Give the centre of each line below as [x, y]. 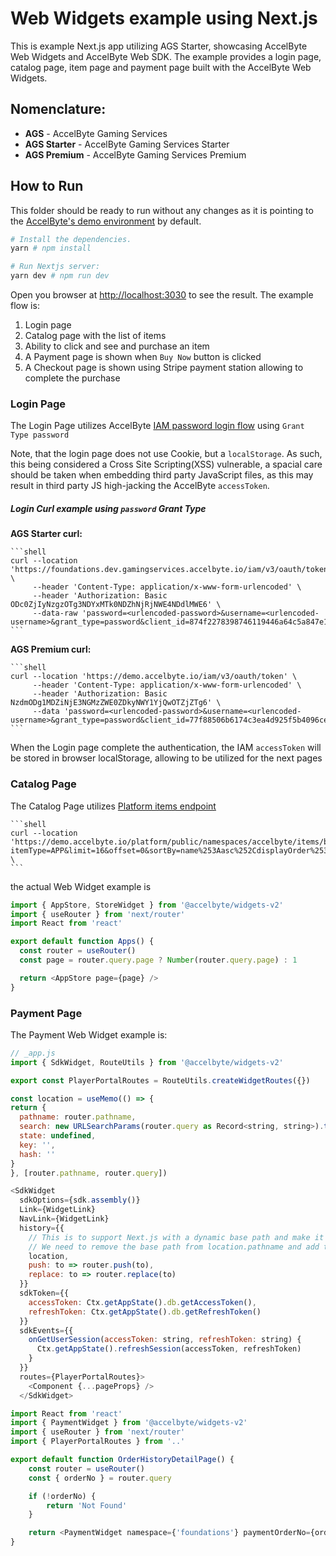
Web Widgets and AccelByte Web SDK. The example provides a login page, [166, 56]
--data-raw [55, 613]
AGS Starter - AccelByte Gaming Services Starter [127, 144]
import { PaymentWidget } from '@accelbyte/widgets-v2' [129, 1423]
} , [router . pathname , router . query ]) [89, 1173]
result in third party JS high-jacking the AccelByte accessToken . [140, 486]
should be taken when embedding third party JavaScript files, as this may [162, 475]
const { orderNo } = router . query [100, 1478]
